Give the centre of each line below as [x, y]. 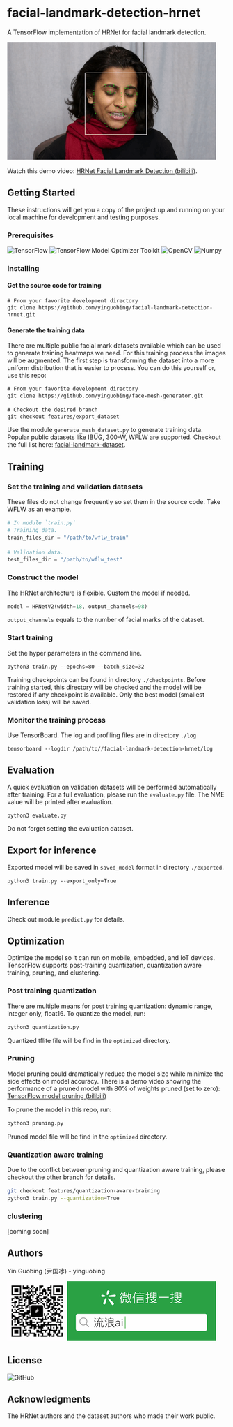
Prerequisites [30, 235]
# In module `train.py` [42, 523]
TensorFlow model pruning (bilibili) [57, 1096]
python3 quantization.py [43, 1027]
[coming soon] [28, 1232]
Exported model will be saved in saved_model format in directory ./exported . [116, 867]
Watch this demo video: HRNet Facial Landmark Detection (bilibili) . [102, 171]
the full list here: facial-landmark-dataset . [66, 445]
